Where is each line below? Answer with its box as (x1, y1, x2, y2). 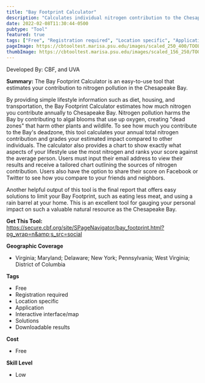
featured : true (6, 32, 45, 38)
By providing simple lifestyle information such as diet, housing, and (6, 96, 175, 103)
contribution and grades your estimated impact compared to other (6, 135, 173, 142)
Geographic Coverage (6, 242, 63, 249)
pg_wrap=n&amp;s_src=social (6, 230, 82, 238)
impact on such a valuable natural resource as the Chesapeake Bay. (6, 205, 177, 213)
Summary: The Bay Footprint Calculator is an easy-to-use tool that (6, 77, 174, 85)
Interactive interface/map (15, 310, 79, 317)
